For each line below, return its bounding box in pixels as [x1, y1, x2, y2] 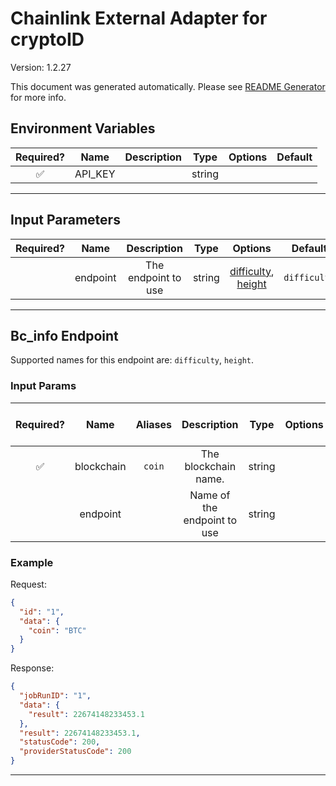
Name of [189, 488, 231, 502]
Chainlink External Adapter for [10, 7, 268, 30]
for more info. [10, 91, 67, 103]
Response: [10, 662, 55, 674]
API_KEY [74, 167, 116, 181]
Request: [10, 578, 47, 590]
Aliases [135, 417, 173, 431]
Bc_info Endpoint [10, 327, 119, 344]
